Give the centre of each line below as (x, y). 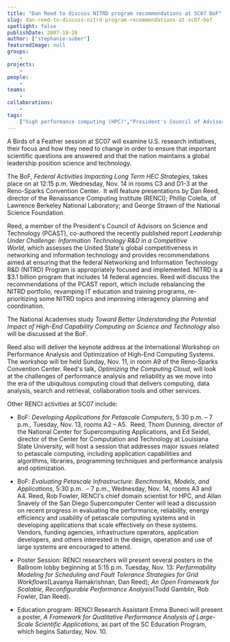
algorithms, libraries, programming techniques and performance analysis (119, 461)
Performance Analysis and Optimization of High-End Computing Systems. (111, 354)
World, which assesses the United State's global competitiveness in (103, 248)
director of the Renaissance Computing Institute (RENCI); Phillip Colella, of (112, 198)
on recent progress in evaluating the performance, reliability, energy (113, 510)
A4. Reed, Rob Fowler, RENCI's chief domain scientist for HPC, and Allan (119, 496)
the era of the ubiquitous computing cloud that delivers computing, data (108, 383)
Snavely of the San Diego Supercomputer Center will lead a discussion (117, 503)
